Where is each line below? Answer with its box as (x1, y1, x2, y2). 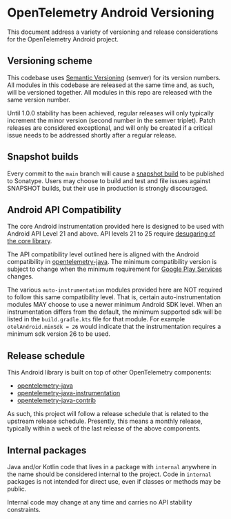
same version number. (7, 95, 71, 104)
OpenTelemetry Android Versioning (7, 5, 215, 21)
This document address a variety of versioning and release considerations (7, 28, 219, 36)
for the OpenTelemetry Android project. (7, 35, 119, 43)
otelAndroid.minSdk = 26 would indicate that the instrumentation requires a (7, 323, 221, 331)
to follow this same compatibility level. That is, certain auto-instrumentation (7, 293, 221, 301)
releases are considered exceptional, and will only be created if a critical (7, 123, 212, 132)
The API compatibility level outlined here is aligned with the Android (7, 250, 199, 258)
